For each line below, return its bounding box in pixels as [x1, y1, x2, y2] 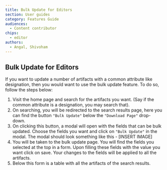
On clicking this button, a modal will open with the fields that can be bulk [12, 123, 162, 129]
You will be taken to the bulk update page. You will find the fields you [12, 139, 155, 145]
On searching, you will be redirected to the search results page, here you [12, 107, 163, 113]
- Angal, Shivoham [9, 44, 48, 49]
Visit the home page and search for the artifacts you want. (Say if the [12, 96, 155, 102]
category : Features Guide [5, 16, 59, 21]
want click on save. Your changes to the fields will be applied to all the [12, 149, 157, 155]
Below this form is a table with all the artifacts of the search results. [12, 160, 151, 166]
